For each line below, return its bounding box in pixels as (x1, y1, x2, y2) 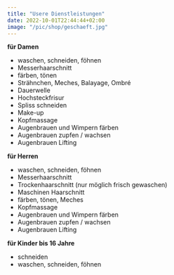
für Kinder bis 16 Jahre (7, 239, 75, 248)
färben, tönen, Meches (17, 196, 84, 204)
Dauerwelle (17, 86, 51, 95)
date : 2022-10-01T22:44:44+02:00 (7, 17, 105, 24)
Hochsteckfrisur (17, 94, 65, 102)
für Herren (7, 152, 39, 160)
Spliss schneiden (17, 101, 67, 110)
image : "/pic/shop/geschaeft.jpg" (7, 23, 109, 30)
